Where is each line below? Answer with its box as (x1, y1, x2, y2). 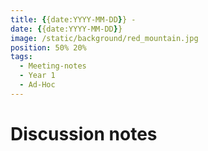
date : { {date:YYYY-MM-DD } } (10, 24, 123, 34)
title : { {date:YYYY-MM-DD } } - (10, 14, 137, 25)
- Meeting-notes (19, 61, 87, 71)
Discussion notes (10, 122, 158, 145)
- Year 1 (19, 71, 56, 81)
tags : (10, 52, 33, 62)
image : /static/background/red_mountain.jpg (10, 33, 199, 43)
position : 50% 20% (10, 42, 87, 53)
